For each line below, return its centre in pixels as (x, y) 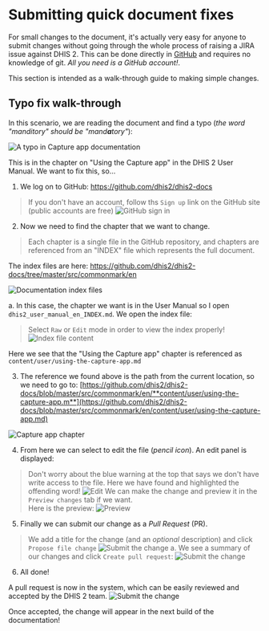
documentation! (34, 620)
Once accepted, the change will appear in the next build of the (111, 611)
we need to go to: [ (51, 385)
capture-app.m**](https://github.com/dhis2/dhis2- (104, 401)
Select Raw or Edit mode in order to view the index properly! (126, 329)
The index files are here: (48, 266)
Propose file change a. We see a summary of (139, 548)
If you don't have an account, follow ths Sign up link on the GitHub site (144, 202)
